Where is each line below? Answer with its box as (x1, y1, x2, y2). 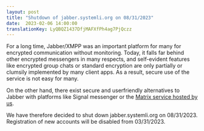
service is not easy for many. (6, 75, 79, 82)
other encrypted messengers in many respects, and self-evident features (6, 55, 190, 63)
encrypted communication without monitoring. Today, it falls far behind (6, 49, 185, 57)
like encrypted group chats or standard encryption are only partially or (6, 62, 183, 69)
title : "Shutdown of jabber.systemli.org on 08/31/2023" (6, 15, 154, 21)
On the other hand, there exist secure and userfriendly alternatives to (6, 87, 180, 94)
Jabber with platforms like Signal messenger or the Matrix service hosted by (6, 93, 198, 101)
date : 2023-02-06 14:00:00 (6, 20, 78, 26)
